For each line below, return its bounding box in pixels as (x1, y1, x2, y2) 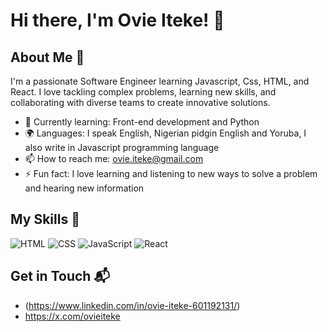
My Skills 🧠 (10, 211, 80, 228)
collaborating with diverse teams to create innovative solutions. (10, 97, 271, 108)
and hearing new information (24, 182, 145, 194)
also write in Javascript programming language (24, 142, 220, 153)
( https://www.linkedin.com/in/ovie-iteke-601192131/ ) (24, 299, 241, 311)
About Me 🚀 (10, 49, 85, 66)
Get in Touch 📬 (10, 268, 110, 285)
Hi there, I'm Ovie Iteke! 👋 (10, 9, 225, 32)
